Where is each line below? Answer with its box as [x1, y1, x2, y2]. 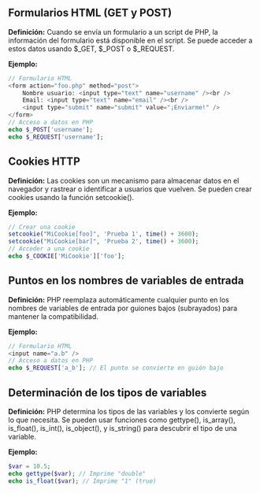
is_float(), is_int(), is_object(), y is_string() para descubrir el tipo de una [8, 424, 238, 432]
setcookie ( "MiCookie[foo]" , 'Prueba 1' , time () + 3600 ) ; [8, 230, 199, 239]
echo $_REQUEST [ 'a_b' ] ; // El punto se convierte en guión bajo [8, 364, 224, 373]
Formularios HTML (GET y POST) [8, 6, 172, 20]
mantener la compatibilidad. [8, 311, 98, 321]
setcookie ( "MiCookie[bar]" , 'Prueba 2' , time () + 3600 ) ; [8, 238, 199, 246]
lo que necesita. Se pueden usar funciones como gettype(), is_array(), [8, 415, 236, 424]
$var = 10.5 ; [8, 462, 51, 470]
